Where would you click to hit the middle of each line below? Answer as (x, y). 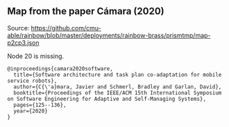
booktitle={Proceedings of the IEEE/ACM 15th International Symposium (118, 92)
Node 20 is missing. (36, 56)
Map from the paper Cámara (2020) (86, 11)
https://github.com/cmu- (66, 28)
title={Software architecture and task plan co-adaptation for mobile (118, 75)
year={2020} (31, 111)
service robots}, (32, 81)
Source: (18, 28)
